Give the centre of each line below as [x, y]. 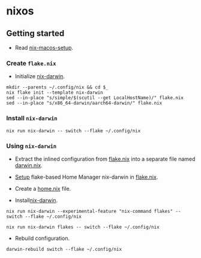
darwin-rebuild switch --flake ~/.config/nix [64, 249]
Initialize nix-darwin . [40, 76]
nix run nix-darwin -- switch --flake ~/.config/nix [73, 131]
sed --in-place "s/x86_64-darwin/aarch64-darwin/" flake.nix [84, 103]
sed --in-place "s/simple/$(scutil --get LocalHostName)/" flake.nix [95, 98]
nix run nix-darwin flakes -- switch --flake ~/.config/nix [83, 227]
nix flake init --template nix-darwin [55, 93]
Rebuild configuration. [42, 238]
